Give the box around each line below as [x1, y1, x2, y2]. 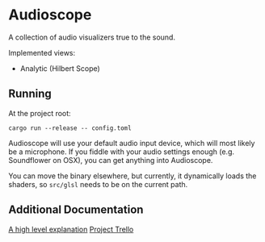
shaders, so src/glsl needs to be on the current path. [8, 179, 188, 189]
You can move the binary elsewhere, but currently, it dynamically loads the [8, 171, 257, 181]
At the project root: [8, 108, 71, 118]
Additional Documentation [8, 203, 144, 217]
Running [8, 87, 53, 101]
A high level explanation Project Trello [8, 224, 134, 234]
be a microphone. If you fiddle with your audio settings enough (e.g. [8, 147, 235, 156]
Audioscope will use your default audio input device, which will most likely [8, 138, 255, 148]
